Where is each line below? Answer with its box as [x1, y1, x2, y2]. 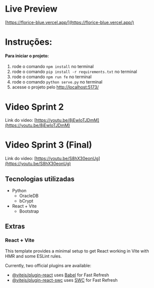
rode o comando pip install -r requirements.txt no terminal [12, 69, 137, 75]
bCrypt [19, 198, 33, 204]
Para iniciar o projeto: [5, 52, 49, 59]
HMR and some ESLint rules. [5, 253, 62, 259]
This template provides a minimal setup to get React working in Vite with [5, 248, 149, 254]
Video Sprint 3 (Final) [5, 139, 92, 151]
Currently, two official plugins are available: [5, 262, 92, 268]
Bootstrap [19, 208, 39, 214]
